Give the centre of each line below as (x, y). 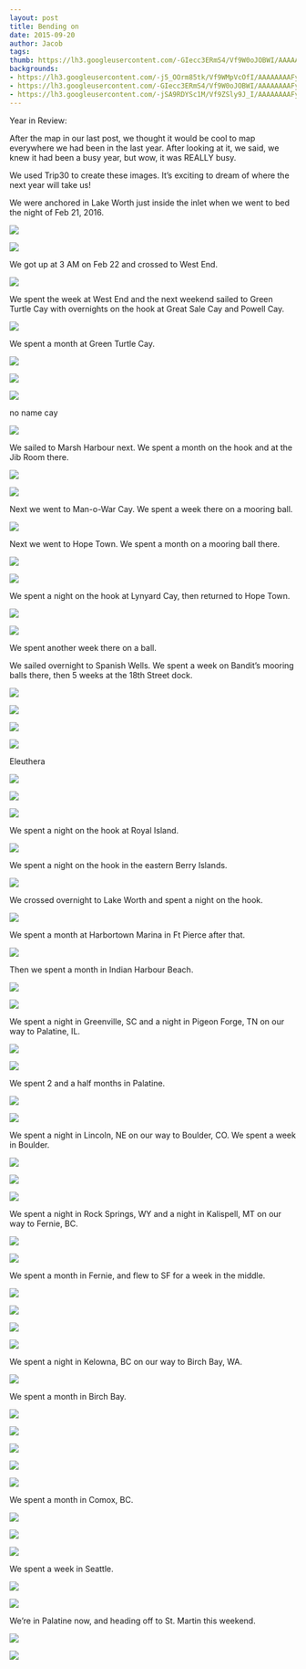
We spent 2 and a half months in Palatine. (87, 1083)
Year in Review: (38, 121)
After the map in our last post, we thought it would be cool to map (133, 138)
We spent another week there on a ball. (83, 647)
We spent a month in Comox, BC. (71, 1499)
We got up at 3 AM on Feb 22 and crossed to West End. (114, 264)
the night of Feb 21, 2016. (57, 212)
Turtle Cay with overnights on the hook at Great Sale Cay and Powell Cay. (147, 309)
